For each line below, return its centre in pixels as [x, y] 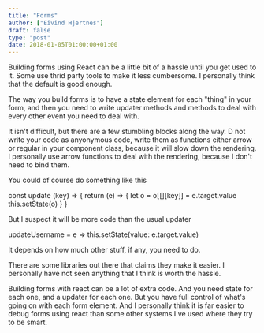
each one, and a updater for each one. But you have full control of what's [127, 297]
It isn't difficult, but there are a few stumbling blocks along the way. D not [127, 132]
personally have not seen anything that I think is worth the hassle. [115, 274]
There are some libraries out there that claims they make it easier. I [116, 265]
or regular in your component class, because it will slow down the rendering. [132, 148]
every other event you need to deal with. [74, 116]
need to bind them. [39, 165]
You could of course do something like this [78, 180]
